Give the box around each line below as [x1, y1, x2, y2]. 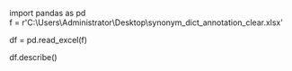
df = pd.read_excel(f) [9, 35, 88, 45]
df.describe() [9, 52, 58, 62]
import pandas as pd [9, 8, 86, 18]
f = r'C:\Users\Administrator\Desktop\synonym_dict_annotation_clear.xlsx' [9, 17, 283, 28]
